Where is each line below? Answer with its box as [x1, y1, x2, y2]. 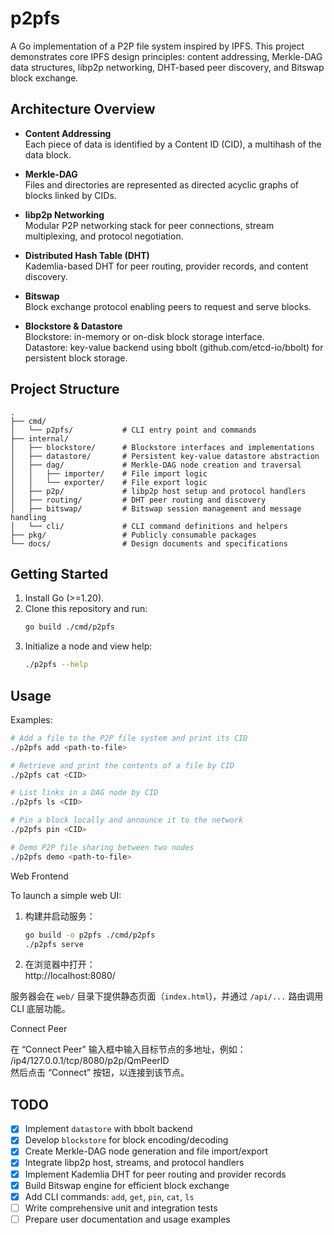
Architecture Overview [10, 101, 156, 118]
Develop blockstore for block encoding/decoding [24, 1134, 229, 1146]
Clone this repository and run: [24, 603, 148, 615]
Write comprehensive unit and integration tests [24, 1202, 218, 1214]
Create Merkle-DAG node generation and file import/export [24, 1145, 269, 1157]
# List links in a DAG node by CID [10, 788, 159, 798]
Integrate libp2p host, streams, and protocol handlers [24, 1157, 245, 1169]
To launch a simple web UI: [10, 889, 122, 901]
